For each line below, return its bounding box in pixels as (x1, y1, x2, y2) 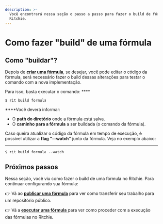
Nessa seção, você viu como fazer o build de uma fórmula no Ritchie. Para (5, 176, 154, 182)
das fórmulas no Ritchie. (5, 214, 53, 220)
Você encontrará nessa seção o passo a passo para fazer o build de (9, 12, 151, 16)
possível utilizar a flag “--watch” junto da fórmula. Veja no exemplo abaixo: (5, 136, 156, 142)
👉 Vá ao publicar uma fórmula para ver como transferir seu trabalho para (5, 191, 154, 196)
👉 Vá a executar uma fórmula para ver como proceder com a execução (5, 207, 151, 213)
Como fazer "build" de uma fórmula (5, 37, 152, 48)
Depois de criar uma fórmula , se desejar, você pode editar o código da (5, 69, 147, 75)
